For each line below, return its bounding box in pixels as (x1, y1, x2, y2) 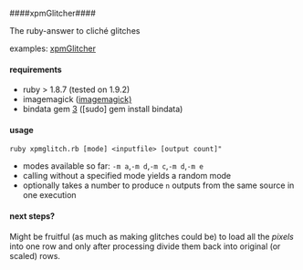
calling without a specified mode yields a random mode (22, 171, 232, 182)
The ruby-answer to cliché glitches (9, 26, 141, 36)
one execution (22, 190, 77, 201)
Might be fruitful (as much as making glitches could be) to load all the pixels (9, 231, 294, 242)
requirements (9, 64, 62, 75)
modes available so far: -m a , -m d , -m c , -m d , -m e (22, 161, 204, 171)
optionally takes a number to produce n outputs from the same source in (22, 180, 295, 191)
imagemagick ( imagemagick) (22, 94, 132, 105)
